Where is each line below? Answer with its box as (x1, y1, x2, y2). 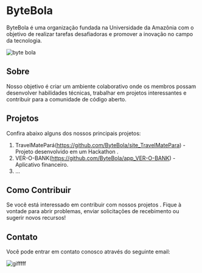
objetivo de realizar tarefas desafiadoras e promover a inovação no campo (6, 30, 193, 37)
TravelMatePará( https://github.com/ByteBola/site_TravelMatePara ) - (15, 141, 186, 148)
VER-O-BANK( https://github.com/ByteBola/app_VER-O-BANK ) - (15, 154, 176, 162)
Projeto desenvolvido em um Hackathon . (15, 148, 119, 155)
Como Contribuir (6, 184, 71, 195)
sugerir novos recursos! (6, 214, 66, 222)
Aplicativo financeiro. (15, 161, 69, 168)
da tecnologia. (6, 37, 43, 44)
